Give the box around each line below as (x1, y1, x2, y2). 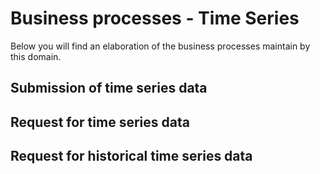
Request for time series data (10, 113, 190, 131)
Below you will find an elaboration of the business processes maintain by (10, 40, 311, 52)
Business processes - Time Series (10, 7, 300, 30)
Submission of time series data (10, 80, 208, 97)
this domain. (10, 50, 62, 62)
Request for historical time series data (10, 148, 253, 165)
